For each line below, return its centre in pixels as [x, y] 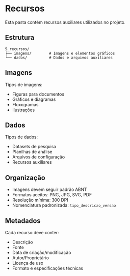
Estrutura [20, 38]
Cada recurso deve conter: [32, 232]
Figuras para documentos [38, 94]
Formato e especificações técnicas [48, 268]
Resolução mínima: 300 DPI [40, 200]
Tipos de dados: [22, 137]
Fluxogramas [25, 104]
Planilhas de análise [32, 152]
